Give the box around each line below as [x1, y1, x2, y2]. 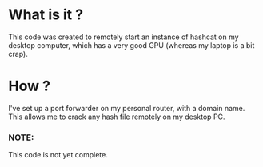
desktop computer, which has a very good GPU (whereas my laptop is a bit [8, 40, 255, 50]
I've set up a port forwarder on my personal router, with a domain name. [8, 103, 245, 113]
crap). [8, 49, 28, 58]
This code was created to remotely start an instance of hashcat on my [8, 32, 239, 42]
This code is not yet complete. [8, 150, 108, 160]
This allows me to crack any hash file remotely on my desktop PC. [8, 112, 225, 121]
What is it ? [8, 6, 84, 24]
